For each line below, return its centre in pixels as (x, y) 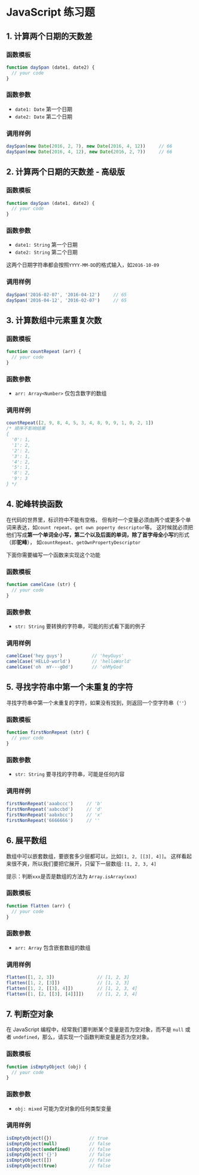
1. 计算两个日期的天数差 (49, 36)
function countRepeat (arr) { (44, 352)
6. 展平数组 (27, 841)
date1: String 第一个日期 (46, 245)
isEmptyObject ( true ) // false (59, 1166)
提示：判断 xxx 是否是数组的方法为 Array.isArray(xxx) (72, 876)
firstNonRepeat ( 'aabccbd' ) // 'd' (54, 809)
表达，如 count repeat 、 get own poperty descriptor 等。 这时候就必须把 (105, 527)
